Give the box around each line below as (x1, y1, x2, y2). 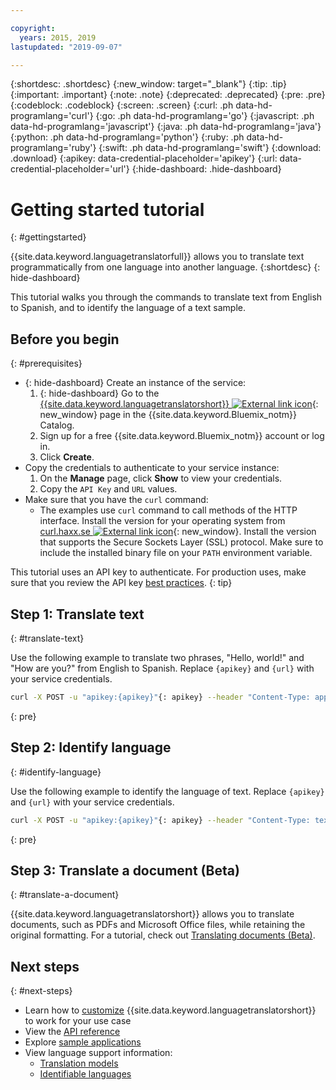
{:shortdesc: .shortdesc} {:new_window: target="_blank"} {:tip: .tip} (10, 78, 287, 90)
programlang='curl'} (10, 110, 94, 122)
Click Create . (39, 451, 95, 463)
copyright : (10, 23, 56, 33)
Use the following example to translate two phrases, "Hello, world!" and (10, 651, 305, 663)
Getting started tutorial (10, 198, 205, 221)
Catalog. (39, 419, 75, 431)
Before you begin (10, 331, 120, 348)
